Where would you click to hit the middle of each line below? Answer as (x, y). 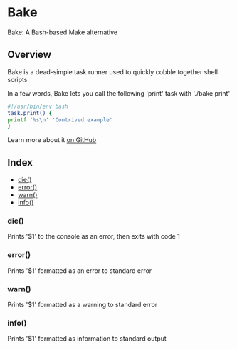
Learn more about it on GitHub (52, 140)
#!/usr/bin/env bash (38, 106)
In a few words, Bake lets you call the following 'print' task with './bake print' (119, 93)
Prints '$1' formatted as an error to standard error (80, 270)
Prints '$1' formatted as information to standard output (87, 339)
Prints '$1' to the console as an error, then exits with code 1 (94, 236)
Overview (30, 55)
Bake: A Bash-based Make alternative (63, 32)
